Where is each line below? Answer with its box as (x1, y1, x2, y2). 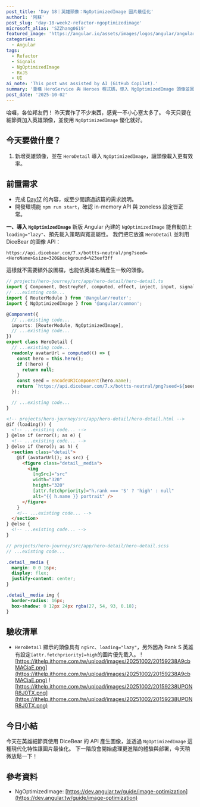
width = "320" (32, 477, 62, 483)
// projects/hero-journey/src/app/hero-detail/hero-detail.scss (6, 543, 169, 549)
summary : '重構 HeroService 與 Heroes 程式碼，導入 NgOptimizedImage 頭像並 (6, 86, 190, 92)
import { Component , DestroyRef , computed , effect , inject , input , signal (6, 284, 196, 290)
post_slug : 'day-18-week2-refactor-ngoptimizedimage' (6, 20, 143, 26)
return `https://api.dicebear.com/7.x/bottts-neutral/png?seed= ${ (17, 384, 185, 390)
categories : (6, 36, 36, 42)
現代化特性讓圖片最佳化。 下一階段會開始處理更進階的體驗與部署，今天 (11, 745, 185, 752)
